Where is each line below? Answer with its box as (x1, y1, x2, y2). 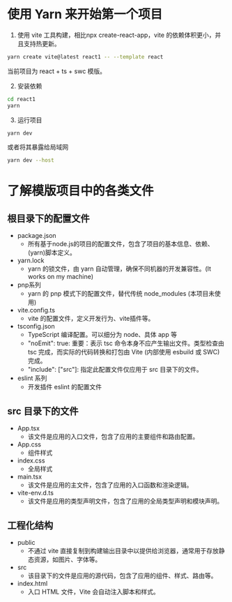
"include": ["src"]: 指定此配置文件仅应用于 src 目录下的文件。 (27, 366, 203, 374)
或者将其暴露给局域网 (7, 143, 68, 151)
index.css (17, 456, 45, 465)
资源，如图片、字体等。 (33, 555, 102, 564)
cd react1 (7, 96, 36, 103)
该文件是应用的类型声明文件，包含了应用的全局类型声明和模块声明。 (27, 497, 224, 506)
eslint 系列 (17, 374, 47, 382)
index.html (17, 579, 48, 587)
